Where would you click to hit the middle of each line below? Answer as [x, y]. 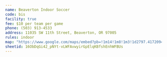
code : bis [15, 14]
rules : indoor [20, 38]
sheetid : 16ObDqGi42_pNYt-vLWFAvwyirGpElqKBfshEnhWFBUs [64, 47]
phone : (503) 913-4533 [29, 28]
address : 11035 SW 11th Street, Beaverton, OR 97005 [61, 33]
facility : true [21, 19]
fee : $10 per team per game [34, 24]
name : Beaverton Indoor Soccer [38, 10]
